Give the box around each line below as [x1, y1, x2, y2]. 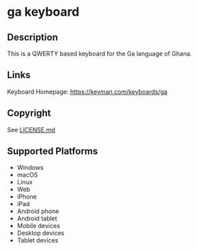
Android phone [16, 207, 59, 216]
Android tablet [16, 214, 57, 223]
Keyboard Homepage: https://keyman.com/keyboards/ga [7, 87, 168, 96]
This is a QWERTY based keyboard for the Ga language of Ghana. [7, 49, 193, 58]
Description [7, 32, 58, 43]
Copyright [7, 108, 51, 119]
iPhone [16, 192, 38, 201]
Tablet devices [16, 236, 59, 245]
